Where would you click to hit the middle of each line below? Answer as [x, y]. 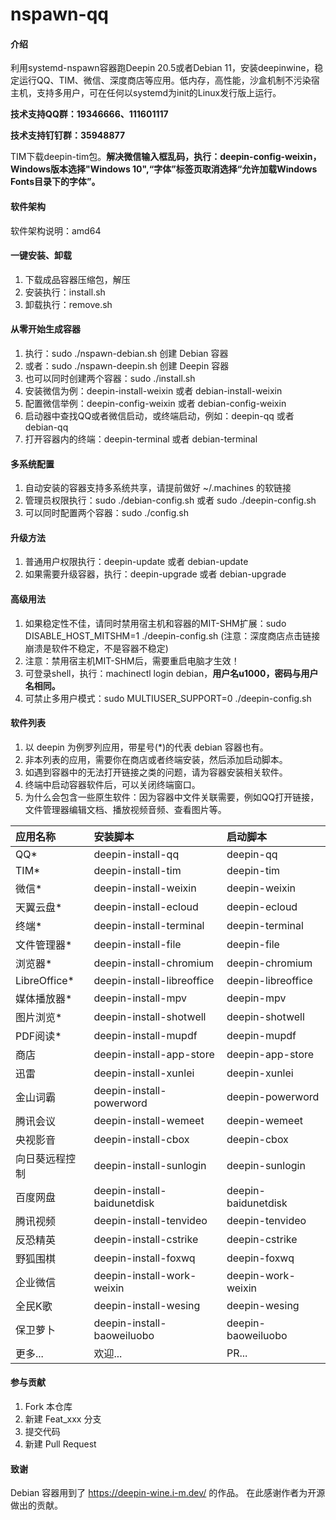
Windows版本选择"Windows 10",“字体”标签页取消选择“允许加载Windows [164, 169]
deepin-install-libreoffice [154, 980]
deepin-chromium [269, 963]
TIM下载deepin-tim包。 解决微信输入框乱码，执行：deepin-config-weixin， [166, 157]
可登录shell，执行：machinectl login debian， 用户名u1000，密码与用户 [171, 673]
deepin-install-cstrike [146, 1239]
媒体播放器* [44, 998]
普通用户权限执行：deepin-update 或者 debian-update [136, 562]
